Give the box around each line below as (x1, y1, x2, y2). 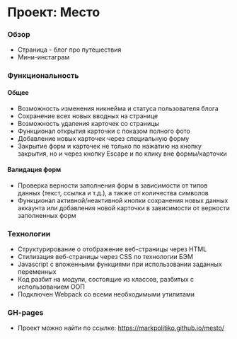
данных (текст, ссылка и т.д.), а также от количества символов (17, 188, 209, 197)
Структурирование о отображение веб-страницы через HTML (17, 245, 207, 253)
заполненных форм (17, 211, 76, 219)
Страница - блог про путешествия (17, 45, 122, 54)
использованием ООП (17, 282, 85, 291)
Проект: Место (7, 4, 100, 21)
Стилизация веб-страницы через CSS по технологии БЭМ (17, 253, 193, 261)
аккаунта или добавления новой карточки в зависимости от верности (17, 203, 230, 212)
